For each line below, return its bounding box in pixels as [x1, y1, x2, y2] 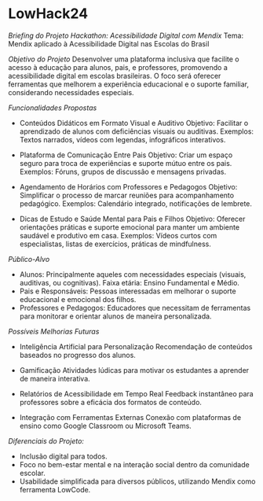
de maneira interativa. [19, 374, 90, 383]
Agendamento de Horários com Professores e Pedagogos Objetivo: [19, 182, 238, 191]
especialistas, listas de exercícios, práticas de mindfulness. [19, 239, 212, 249]
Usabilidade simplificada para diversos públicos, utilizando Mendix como [19, 477, 256, 486]
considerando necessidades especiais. [8, 87, 135, 97]
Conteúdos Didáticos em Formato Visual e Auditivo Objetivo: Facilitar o [19, 118, 249, 127]
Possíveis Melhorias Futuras [8, 326, 100, 336]
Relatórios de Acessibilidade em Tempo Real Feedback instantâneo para [19, 389, 254, 398]
